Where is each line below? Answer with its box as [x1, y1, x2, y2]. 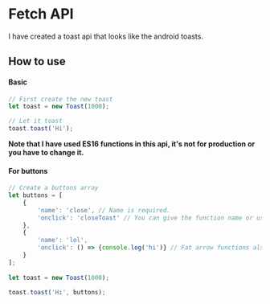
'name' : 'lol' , [37, 236, 88, 244]
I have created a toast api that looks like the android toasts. [8, 31, 203, 41]
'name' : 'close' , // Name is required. [37, 206, 171, 214]
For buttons [8, 166, 48, 175]
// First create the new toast [8, 95, 113, 103]
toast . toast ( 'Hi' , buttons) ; [8, 288, 106, 296]
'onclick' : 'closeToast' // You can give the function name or [37, 214, 253, 222]
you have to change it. [8, 148, 84, 158]
